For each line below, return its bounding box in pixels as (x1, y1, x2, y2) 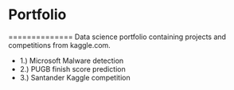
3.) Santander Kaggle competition (19, 72, 131, 82)
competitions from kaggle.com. (8, 40, 111, 49)
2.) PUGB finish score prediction (19, 64, 126, 73)
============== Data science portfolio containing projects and (8, 32, 227, 41)
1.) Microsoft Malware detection (19, 56, 124, 65)
